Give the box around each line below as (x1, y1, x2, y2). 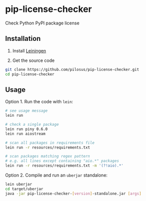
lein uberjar (5, 182, 32, 187)
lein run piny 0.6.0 (5, 126, 48, 132)
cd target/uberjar (5, 186, 43, 192)
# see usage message (5, 108, 48, 113)
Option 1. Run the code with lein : (5, 99, 73, 105)
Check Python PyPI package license (5, 20, 80, 26)
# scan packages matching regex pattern (5, 154, 91, 159)
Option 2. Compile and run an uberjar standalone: (5, 172, 108, 178)
